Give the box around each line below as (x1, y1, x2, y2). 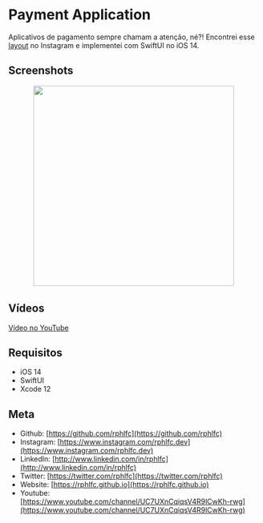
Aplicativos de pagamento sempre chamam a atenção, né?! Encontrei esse (8, 32, 255, 42)
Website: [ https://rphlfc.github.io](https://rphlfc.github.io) (19, 480, 210, 489)
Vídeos (8, 302, 45, 316)
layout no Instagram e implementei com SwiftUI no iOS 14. (8, 40, 200, 50)
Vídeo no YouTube (8, 323, 70, 332)
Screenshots (8, 64, 74, 78)
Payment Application (8, 6, 151, 24)
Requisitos (8, 346, 63, 360)
